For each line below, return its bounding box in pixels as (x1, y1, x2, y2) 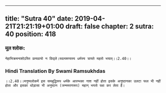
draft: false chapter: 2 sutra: (65, 22, 154, 31)
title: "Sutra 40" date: (5, 14, 74, 23)
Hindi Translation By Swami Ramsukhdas (5, 67, 106, 74)
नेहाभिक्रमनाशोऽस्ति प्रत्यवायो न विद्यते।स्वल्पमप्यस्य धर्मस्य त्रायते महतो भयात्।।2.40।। (5, 56, 132, 61)
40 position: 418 (5, 30, 56, 39)
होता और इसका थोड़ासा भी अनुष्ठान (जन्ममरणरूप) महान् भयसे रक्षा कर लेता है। (5, 83, 125, 88)
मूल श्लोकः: (5, 45, 26, 52)
